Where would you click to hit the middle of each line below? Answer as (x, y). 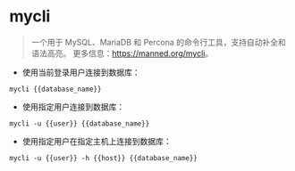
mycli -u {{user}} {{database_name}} (80, 123)
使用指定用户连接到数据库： (73, 106)
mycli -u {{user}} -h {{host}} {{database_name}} (104, 158)
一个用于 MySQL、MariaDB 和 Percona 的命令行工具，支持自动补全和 (158, 42)
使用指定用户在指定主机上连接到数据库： (97, 141)
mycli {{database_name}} (55, 89)
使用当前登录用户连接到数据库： (81, 72)
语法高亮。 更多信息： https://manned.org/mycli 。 (122, 53)
